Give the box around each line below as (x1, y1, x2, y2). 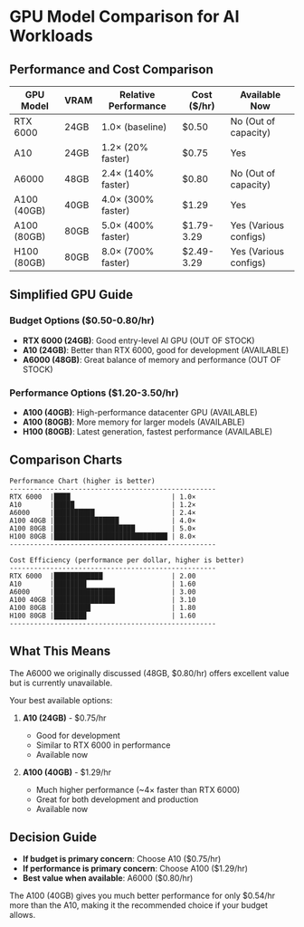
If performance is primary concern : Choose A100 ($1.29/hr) (22, 863, 249, 874)
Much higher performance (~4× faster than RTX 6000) (35, 784, 241, 795)
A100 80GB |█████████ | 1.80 (9, 603, 196, 612)
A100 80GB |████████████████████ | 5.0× (9, 523, 196, 533)
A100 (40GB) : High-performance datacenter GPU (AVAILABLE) (22, 406, 258, 417)
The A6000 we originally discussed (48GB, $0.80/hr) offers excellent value (9, 667, 290, 678)
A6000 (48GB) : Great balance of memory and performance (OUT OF (22, 354, 282, 365)
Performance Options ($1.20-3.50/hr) (9, 387, 179, 399)
